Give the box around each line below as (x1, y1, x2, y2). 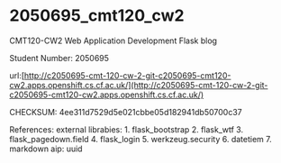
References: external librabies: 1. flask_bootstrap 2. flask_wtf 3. (9, 123, 244, 135)
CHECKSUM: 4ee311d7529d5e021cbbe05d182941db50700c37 (9, 106, 242, 117)
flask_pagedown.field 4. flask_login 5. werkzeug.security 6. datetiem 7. (9, 133, 272, 144)
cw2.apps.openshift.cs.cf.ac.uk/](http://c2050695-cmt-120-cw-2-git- (9, 79, 268, 90)
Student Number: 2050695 (9, 52, 110, 63)
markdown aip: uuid (9, 143, 83, 154)
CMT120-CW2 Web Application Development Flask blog (9, 35, 218, 46)
